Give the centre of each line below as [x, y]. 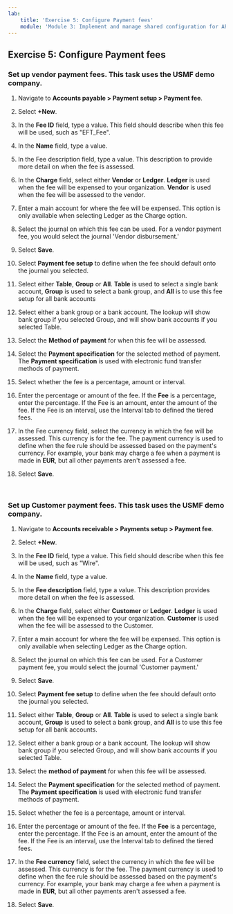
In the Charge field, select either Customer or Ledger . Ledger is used [118, 611]
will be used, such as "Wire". [58, 563]
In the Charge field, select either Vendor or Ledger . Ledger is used [114, 180]
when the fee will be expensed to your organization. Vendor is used [114, 187]
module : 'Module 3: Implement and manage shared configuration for [119, 26]
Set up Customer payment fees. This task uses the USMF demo [116, 505]
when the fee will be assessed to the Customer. [85, 626]
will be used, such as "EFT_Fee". [64, 132]
